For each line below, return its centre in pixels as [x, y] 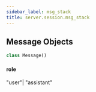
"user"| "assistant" [29, 82]
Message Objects [40, 42]
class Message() [26, 56]
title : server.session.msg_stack [48, 17]
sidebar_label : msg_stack [38, 12]
